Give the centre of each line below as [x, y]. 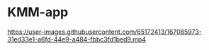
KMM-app [38, 12]
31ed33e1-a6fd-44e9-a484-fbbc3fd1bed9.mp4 [77, 39]
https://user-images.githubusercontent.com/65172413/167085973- [104, 32]
